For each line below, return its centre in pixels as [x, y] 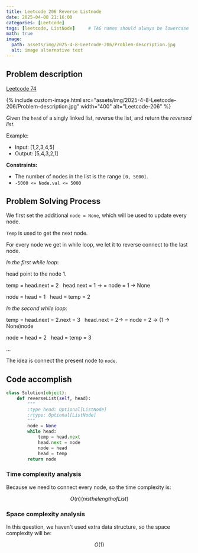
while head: [42, 431]
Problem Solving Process [53, 201]
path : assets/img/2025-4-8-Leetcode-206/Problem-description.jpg [94, 45]
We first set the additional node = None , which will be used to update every [97, 215]
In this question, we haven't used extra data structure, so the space [88, 527]
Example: [17, 135]
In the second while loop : [37, 308]
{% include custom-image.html [44, 100]
